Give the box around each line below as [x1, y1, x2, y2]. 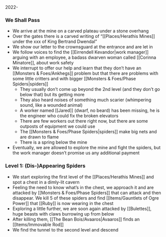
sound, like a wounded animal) [19, 102, 83, 108]
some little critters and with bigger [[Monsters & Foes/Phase [12, 76, 136, 82]
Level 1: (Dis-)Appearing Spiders [5, 162, 86, 169]
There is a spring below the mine [19, 139, 87, 145]
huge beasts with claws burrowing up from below [12, 211, 115, 217]
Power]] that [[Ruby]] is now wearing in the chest [12, 200, 114, 206]
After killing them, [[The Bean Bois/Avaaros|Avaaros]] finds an [12, 216, 140, 222]
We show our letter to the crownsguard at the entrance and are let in [12, 44, 153, 50]
